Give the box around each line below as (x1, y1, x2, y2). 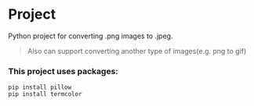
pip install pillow (8, 83, 72, 91)
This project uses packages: (8, 65, 119, 76)
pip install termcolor (8, 90, 82, 98)
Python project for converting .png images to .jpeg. (8, 31, 173, 41)
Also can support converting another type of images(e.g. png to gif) (27, 46, 247, 55)
